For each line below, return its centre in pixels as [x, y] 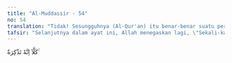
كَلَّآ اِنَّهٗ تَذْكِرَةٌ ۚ [23, 52]
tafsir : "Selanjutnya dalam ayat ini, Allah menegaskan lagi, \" [103, 33]
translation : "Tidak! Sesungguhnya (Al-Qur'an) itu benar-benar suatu [111, 26]
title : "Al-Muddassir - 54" [48, 13]
